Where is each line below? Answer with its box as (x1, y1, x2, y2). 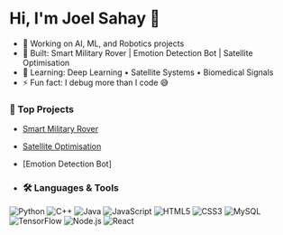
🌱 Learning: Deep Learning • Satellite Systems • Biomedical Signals (22, 67, 274, 78)
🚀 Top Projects (9, 103, 75, 116)
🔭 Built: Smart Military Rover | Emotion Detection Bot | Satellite (22, 47, 254, 58)
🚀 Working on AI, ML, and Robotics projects (22, 38, 185, 49)
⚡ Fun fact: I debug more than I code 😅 (22, 77, 169, 88)
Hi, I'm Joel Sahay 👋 (9, 8, 160, 29)
